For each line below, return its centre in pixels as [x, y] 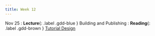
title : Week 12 [21, 9]
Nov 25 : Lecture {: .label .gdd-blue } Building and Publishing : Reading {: [78, 23]
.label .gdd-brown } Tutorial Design [40, 28]
